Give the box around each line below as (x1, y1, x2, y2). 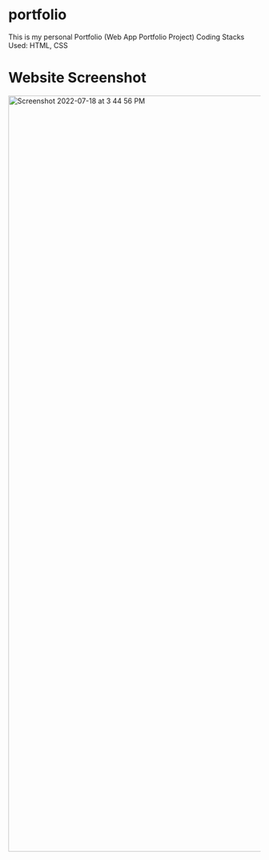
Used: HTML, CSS (8, 40, 68, 50)
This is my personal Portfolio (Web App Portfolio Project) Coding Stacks (8, 32, 245, 42)
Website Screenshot (8, 69, 147, 87)
